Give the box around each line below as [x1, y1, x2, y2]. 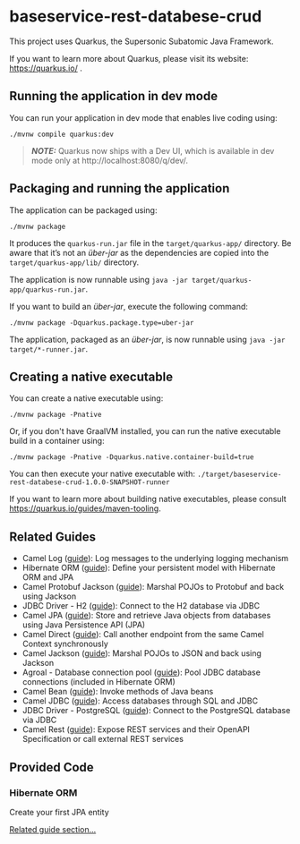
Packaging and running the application [9, 181, 230, 196]
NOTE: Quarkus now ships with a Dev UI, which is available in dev [30, 145, 275, 156]
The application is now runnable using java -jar [9, 274, 188, 285]
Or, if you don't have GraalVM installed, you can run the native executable [9, 426, 281, 437]
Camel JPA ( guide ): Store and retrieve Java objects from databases [21, 610, 271, 621]
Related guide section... [9, 823, 97, 834]
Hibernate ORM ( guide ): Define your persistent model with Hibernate [21, 562, 276, 574]
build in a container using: [9, 436, 105, 447]
